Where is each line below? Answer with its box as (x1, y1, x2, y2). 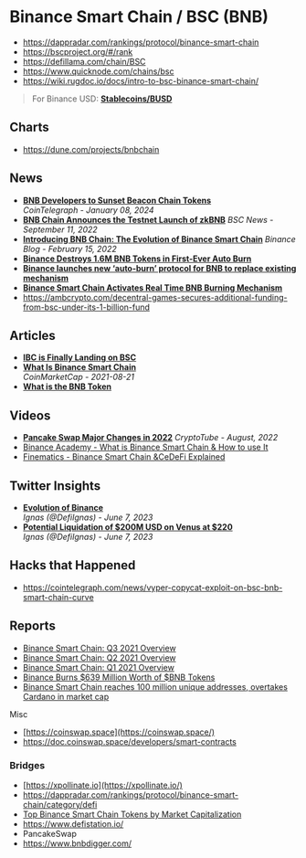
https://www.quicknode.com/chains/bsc (22, 66, 174, 77)
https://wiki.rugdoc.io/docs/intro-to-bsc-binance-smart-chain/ (22, 75, 259, 86)
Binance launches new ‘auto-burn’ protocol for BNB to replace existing (22, 262, 297, 273)
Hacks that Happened (9, 557, 136, 573)
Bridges (9, 758, 46, 771)
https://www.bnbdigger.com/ (22, 838, 132, 849)
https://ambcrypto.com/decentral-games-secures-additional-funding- (22, 291, 288, 302)
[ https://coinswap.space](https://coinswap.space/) (22, 726, 216, 737)
